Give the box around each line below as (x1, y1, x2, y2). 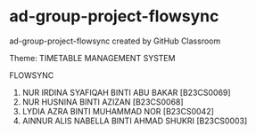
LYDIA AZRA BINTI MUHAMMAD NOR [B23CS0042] (21, 106, 214, 116)
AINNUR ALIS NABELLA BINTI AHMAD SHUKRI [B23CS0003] (21, 115, 248, 126)
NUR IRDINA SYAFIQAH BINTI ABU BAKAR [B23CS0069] (21, 87, 231, 98)
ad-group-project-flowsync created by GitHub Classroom (9, 35, 221, 46)
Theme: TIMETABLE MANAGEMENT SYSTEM (9, 52, 176, 63)
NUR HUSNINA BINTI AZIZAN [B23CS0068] (21, 96, 185, 107)
